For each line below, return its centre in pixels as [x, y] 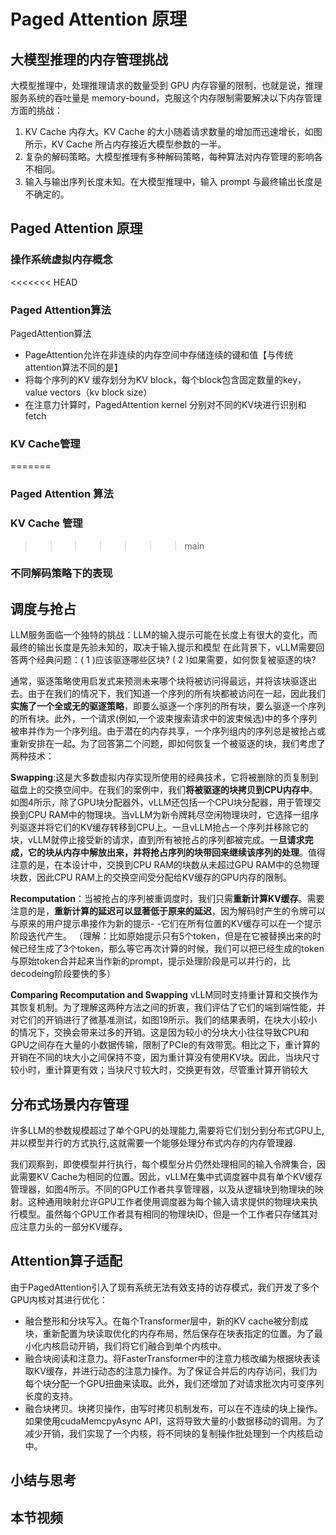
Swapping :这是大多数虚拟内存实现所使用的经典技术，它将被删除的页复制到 [164, 777]
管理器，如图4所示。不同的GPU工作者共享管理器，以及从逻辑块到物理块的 [162, 1189]
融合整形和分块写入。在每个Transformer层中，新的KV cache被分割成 [166, 1321]
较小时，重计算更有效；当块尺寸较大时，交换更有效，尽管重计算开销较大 [159, 1070]
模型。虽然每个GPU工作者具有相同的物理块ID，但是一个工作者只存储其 [164, 1214]
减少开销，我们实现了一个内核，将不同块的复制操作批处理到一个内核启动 [173, 1433]
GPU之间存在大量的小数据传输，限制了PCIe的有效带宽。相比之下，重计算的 [165, 1045]
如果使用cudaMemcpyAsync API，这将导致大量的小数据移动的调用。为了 [174, 1421]
